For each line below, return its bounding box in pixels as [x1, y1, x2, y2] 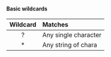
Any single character [42, 31, 102, 39]
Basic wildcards [6, 5, 48, 12]
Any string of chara [42, 40, 98, 49]
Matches [42, 20, 69, 29]
